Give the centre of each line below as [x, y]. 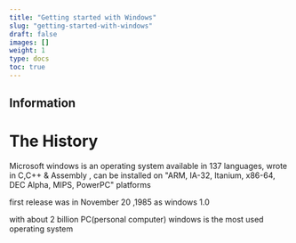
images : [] [29, 42]
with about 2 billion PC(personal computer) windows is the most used [136, 220]
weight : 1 [28, 51]
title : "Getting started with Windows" [83, 17]
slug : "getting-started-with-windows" [81, 26]
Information [43, 103]
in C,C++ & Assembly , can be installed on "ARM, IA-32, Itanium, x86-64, [142, 175]
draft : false [33, 34]
